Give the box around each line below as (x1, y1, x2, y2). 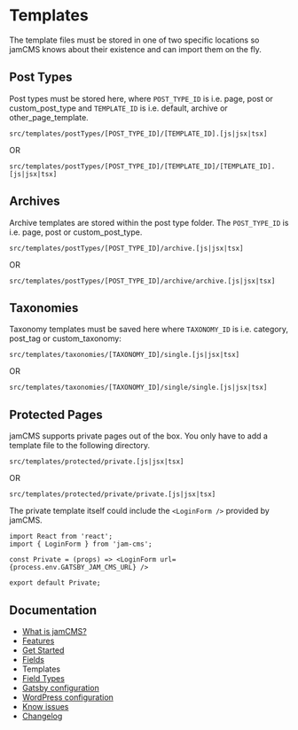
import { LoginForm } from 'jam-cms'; (9, 540, 153, 549)
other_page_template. (9, 112, 89, 122)
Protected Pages (9, 407, 104, 422)
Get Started (21, 645, 65, 656)
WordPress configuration (21, 692, 114, 703)
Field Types (21, 673, 65, 683)
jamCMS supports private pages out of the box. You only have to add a (9, 431, 269, 441)
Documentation (9, 602, 98, 617)
